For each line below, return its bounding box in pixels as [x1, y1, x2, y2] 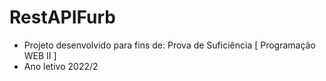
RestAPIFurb [9, 6, 116, 29]
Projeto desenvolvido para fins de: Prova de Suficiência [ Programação [23, 39, 316, 51]
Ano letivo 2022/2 [23, 60, 99, 72]
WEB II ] [23, 49, 57, 61]
